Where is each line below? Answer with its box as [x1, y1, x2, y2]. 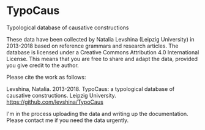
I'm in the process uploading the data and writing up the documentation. [6, 110, 188, 117]
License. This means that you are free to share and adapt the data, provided [6, 55, 198, 62]
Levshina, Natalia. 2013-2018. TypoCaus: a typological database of [6, 85, 175, 92]
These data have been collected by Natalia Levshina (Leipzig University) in [6, 35, 195, 43]
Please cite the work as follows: [6, 73, 86, 81]
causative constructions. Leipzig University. [6, 92, 116, 99]
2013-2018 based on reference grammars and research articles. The [6, 42, 179, 49]
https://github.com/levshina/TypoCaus [6, 98, 104, 106]
